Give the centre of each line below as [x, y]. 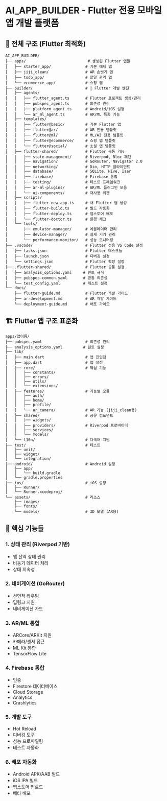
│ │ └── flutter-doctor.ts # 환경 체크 [56, 219]
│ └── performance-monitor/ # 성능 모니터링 [59, 240]
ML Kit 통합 [24, 648]
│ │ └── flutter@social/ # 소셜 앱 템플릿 [61, 146]
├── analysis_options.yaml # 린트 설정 [55, 347]
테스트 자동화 [26, 747]
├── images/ [27, 502]
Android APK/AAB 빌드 [36, 774]
